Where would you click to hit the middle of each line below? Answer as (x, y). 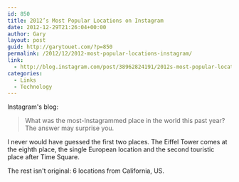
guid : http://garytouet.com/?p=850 (60, 47)
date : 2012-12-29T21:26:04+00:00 (57, 27)
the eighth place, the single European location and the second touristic (111, 149)
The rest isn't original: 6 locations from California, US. (86, 171)
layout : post (27, 41)
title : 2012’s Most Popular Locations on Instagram (85, 21)
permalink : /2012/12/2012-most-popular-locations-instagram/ (100, 54)
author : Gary (27, 34)
